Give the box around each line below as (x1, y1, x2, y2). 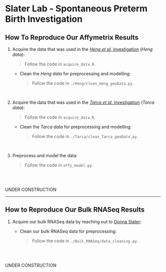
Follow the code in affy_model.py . (24, 162, 93, 168)
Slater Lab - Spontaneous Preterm (5, 3, 148, 14)
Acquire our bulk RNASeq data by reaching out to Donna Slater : (12, 219, 142, 225)
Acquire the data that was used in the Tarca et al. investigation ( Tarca (12, 99, 155, 105)
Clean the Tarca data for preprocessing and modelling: (19, 124, 132, 130)
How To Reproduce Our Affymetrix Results (5, 33, 139, 42)
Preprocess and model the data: (12, 153, 78, 158)
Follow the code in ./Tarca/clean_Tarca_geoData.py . (32, 134, 138, 139)
